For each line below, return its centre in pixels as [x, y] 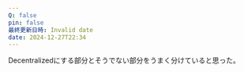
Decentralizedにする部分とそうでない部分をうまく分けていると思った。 [124, 60]
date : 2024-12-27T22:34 [47, 37]
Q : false [23, 15]
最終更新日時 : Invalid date [51, 30]
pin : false [26, 23]
